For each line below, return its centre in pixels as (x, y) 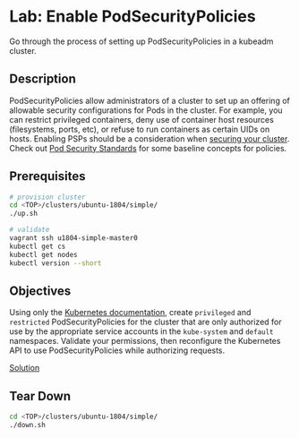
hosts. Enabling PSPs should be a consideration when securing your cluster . (149, 138)
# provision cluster (48, 197)
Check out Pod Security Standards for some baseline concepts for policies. (148, 148)
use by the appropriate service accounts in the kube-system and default (142, 331)
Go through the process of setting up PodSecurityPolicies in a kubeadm (141, 41)
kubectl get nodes (43, 254)
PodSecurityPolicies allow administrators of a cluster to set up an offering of (150, 100)
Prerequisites (47, 176)
